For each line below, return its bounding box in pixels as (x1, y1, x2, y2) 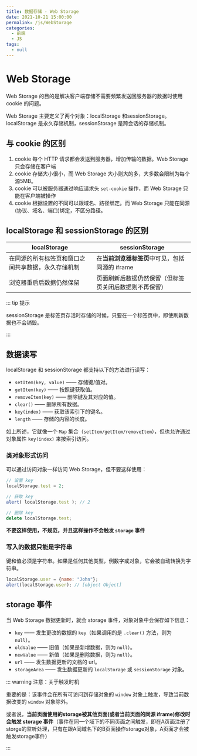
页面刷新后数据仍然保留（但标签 (96, 274, 185, 282)
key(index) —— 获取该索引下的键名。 (14, 408, 106, 415)
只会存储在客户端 (14, 162, 56, 169)
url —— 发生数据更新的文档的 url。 (14, 658, 101, 665)
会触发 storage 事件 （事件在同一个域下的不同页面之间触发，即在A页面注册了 (6, 718, 191, 725)
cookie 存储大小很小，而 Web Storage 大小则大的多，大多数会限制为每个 (14, 170, 191, 177)
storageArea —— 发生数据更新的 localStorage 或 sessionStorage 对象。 (14, 665, 188, 672)
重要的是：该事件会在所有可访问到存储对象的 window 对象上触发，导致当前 (6, 691, 184, 698)
